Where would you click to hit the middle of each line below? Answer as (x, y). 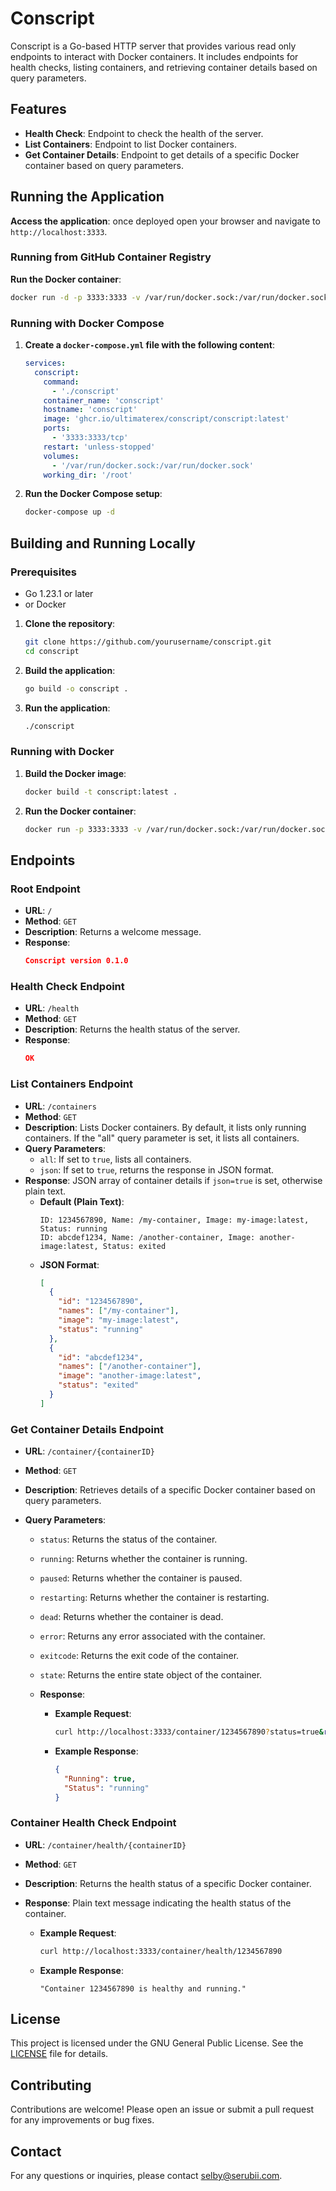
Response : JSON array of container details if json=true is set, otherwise (173, 1180)
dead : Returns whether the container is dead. (131, 1617)
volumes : (61, 456)
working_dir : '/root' (88, 475)
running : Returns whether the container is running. (143, 1559)
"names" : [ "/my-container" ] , (119, 1311)
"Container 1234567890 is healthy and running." (143, 1988)
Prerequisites (43, 572)
